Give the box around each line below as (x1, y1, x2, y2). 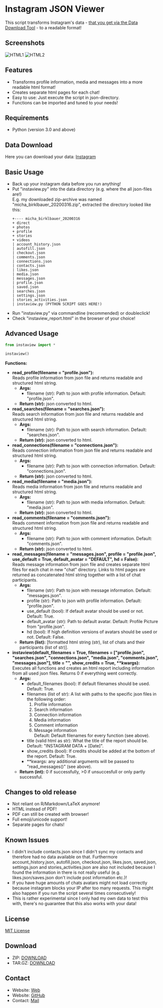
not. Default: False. (26, 634, 65, 640)
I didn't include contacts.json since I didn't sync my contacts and (12, 849, 143, 855)
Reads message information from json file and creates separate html (12, 561, 150, 567)
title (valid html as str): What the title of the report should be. (26, 738, 148, 744)
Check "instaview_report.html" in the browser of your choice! (12, 316, 136, 321)
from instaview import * (5, 343, 56, 347)
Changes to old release (5, 788, 77, 796)
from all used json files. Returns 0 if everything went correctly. (12, 670, 138, 676)
